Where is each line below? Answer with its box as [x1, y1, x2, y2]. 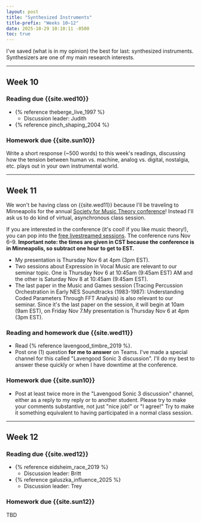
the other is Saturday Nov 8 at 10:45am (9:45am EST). [14, 275, 148, 282]
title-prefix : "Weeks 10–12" [6, 20, 79, 26]
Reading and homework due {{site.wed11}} [6, 328, 133, 337]
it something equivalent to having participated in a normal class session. [14, 409, 193, 416]
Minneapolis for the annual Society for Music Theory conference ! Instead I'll [6, 207, 194, 214]
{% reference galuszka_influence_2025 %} [14, 476, 121, 483]
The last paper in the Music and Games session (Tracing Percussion [14, 282, 183, 289]
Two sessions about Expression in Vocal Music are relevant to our [14, 262, 177, 270]
